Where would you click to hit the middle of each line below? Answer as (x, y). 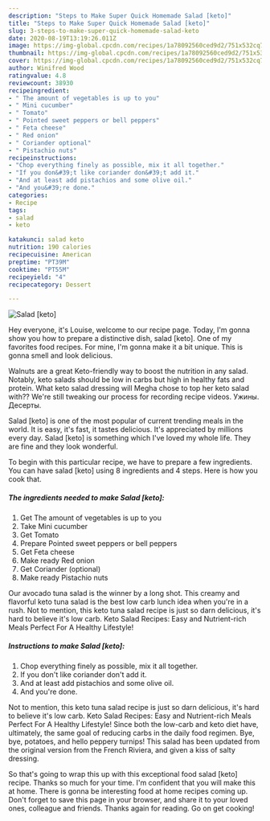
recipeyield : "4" (37, 277)
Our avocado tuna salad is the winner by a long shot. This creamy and (124, 593)
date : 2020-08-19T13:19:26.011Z (62, 38)
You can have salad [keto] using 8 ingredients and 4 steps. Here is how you (133, 470)
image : (19, 46)
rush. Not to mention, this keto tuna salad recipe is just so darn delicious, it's (135, 610)
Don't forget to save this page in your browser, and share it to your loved (128, 800)
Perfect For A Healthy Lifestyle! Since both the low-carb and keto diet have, (133, 725)
